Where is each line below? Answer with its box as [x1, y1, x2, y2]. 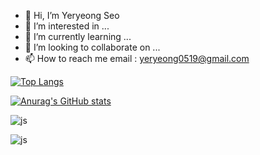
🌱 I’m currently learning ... [24, 31, 132, 42]
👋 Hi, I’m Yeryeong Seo [24, 10, 120, 21]
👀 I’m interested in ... [24, 20, 110, 32]
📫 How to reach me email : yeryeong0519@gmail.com [24, 53, 250, 64]
